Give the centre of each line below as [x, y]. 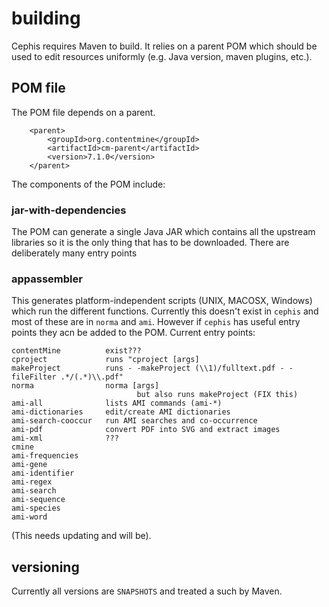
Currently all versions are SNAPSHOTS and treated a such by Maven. [147, 591]
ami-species [36, 508]
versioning [45, 567]
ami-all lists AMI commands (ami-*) [117, 403]
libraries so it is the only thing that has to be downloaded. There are [150, 243]
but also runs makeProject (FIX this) [217, 395]
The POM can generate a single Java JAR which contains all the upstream [163, 232]
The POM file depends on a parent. [83, 112]
